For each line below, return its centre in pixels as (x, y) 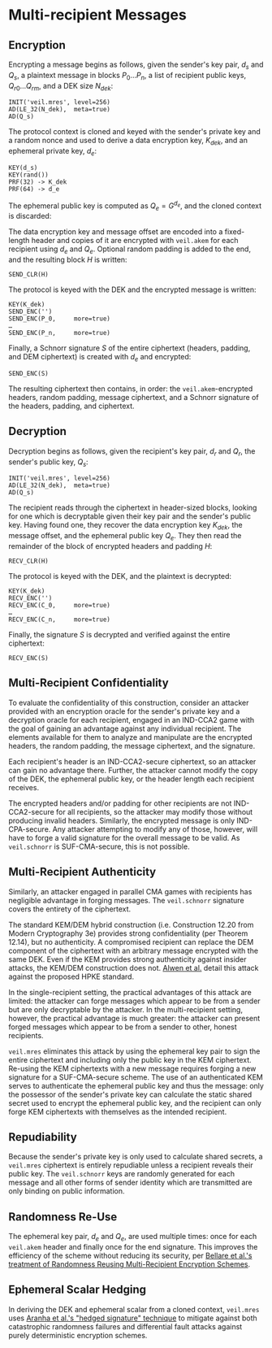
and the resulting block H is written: (68, 260)
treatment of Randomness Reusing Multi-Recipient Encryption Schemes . (130, 1264)
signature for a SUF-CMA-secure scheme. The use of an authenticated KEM (136, 1077)
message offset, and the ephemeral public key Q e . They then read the (125, 537)
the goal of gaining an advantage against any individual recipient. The (125, 728)
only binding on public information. (67, 1191)
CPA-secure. (30, 829)
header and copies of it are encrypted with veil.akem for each (135, 241)
